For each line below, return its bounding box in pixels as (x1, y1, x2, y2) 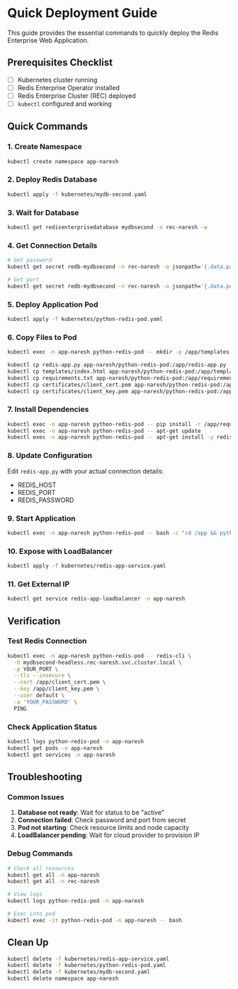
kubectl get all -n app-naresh (7, 871, 100, 878)
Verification (7, 615, 61, 627)
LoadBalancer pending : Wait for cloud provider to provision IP (17, 831, 200, 839)
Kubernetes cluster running (17, 75, 98, 84)
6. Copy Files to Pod (7, 332, 77, 342)
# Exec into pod (7, 910, 55, 917)
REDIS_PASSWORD (17, 496, 74, 504)
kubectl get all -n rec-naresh (7, 878, 100, 885)
